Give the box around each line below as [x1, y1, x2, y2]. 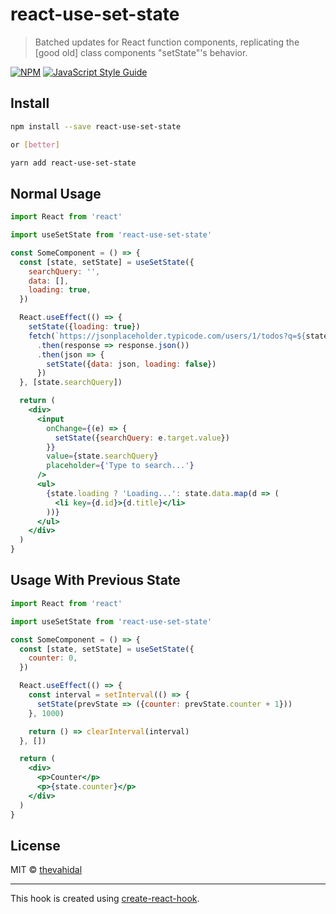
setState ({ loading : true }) [28, 322, 141, 332]
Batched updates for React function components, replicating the [34, 36, 300, 48]
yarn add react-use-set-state [10, 158, 137, 168]
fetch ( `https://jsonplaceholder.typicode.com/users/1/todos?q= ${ [28, 331, 307, 341]
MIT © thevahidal [10, 864, 83, 876]
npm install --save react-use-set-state [10, 121, 182, 132]
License [10, 837, 61, 854]
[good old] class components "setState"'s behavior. [34, 46, 248, 58]
